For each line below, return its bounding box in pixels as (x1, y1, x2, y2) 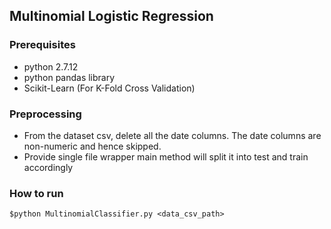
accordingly (23, 161, 74, 173)
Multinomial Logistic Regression (9, 8, 214, 25)
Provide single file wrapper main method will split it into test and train (23, 150, 309, 163)
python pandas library (23, 71, 116, 83)
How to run (9, 186, 64, 200)
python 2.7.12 (23, 60, 79, 73)
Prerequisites (9, 38, 76, 52)
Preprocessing (9, 107, 82, 121)
